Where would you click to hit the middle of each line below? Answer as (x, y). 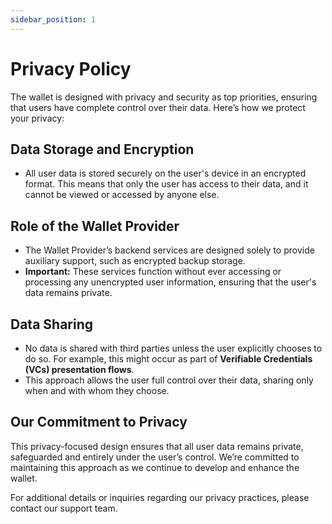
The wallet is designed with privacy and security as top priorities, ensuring (164, 97)
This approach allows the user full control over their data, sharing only (169, 380)
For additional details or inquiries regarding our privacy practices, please (160, 497)
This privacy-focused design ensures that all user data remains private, (157, 446)
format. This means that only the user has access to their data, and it (166, 184)
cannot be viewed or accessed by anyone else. (122, 195)
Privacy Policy (71, 68)
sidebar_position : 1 (53, 19)
